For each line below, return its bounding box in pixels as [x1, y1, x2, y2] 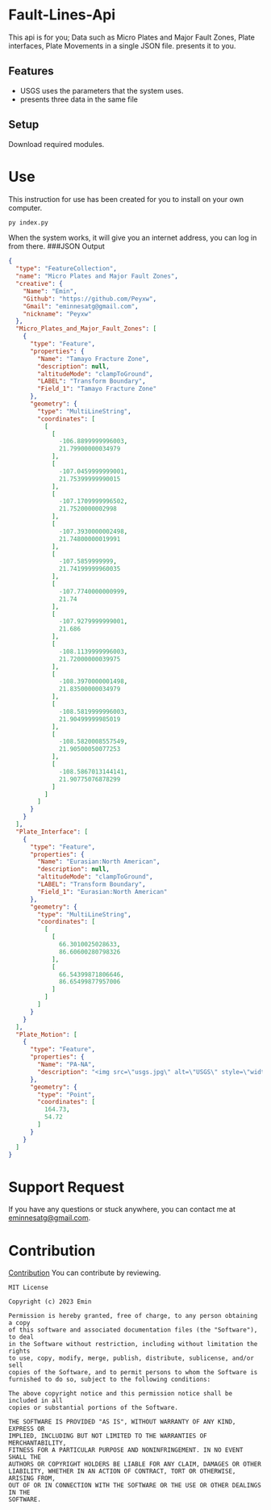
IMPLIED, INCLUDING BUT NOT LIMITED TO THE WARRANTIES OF [8, 1432, 207, 1441]
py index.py [8, 218, 48, 227]
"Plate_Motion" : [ [15, 1030, 78, 1038]
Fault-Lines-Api [8, 6, 116, 24]
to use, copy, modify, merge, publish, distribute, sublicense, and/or [8, 1354, 254, 1362]
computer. [8, 203, 43, 212]
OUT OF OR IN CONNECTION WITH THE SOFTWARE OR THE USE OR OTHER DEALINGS [8, 1482, 262, 1490]
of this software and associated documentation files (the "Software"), [8, 1326, 258, 1334]
